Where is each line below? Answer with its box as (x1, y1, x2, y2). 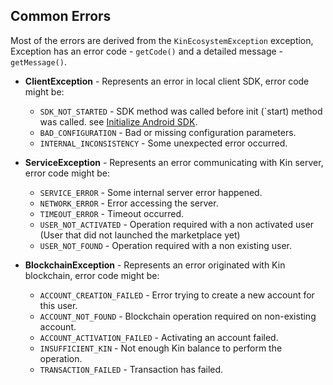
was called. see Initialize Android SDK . (39, 115, 198, 128)
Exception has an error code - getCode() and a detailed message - (10, 45, 284, 57)
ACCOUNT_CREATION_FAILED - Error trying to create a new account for (39, 289, 315, 301)
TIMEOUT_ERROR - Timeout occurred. (39, 207, 184, 219)
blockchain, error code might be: (24, 269, 160, 281)
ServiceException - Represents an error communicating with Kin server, (24, 156, 324, 168)
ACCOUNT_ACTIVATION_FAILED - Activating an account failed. (39, 331, 279, 343)
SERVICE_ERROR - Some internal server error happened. (39, 186, 263, 198)
